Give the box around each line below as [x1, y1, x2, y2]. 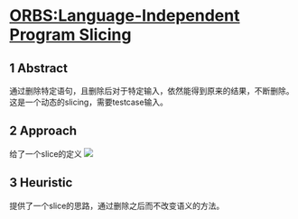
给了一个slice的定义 [9, 148, 83, 159]
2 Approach [9, 123, 78, 139]
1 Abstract [9, 60, 68, 76]
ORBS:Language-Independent [9, 5, 240, 26]
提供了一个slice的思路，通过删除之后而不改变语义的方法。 [9, 200, 225, 211]
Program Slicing [9, 24, 132, 45]
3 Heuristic [9, 175, 73, 190]
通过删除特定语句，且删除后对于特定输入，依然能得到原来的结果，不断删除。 [9, 86, 294, 96]
